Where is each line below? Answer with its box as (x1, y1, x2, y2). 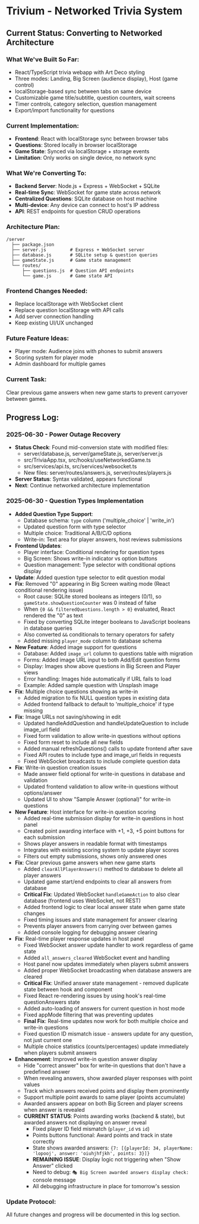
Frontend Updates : (14, 542, 62, 549)
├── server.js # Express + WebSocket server (11, 246, 145, 253)
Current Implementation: (6, 121, 79, 129)
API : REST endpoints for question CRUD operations (14, 208, 141, 215)
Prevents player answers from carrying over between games (23, 922, 172, 929)
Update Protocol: (6, 1197, 56, 1206)
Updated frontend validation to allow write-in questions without (23, 783, 179, 790)
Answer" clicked (32, 1162, 73, 1169)
